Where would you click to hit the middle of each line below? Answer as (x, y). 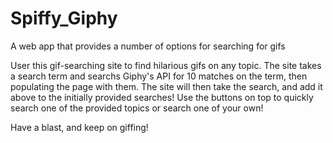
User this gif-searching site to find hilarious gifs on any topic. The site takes (166, 65)
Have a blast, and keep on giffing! (79, 127)
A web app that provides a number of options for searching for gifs (148, 46)
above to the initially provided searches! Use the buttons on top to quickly (162, 97)
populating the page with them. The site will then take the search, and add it (166, 86)
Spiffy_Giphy (64, 18)
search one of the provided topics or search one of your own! (137, 108)
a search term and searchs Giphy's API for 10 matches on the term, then (159, 76)
